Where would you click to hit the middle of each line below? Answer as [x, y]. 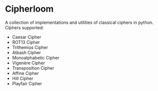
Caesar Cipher [26, 37]
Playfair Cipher [27, 83]
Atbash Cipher [26, 53]
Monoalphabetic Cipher [36, 57]
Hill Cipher [23, 78]
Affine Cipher [25, 73]
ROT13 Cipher [26, 42]
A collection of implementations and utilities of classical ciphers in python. [79, 22]
